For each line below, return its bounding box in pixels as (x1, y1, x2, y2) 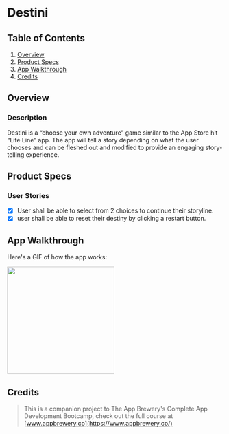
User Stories (7, 191, 50, 200)
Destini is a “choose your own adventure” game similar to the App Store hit (7, 129, 218, 137)
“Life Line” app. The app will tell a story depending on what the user (7, 135, 199, 144)
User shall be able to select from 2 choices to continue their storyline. (16, 206, 214, 215)
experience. (25, 150, 60, 159)
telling (7, 150, 25, 159)
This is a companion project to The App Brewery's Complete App (23, 404, 208, 413)
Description (7, 113, 47, 122)
